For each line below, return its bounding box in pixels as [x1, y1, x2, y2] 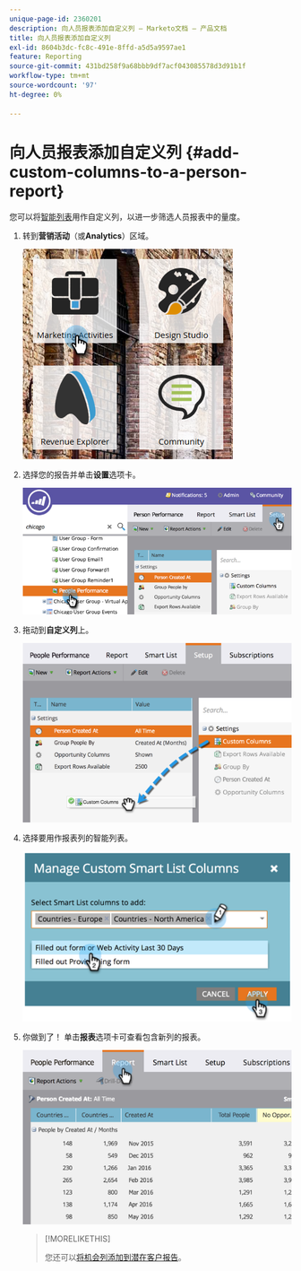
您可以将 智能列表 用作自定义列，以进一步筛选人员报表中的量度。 [9, 212, 245, 222]
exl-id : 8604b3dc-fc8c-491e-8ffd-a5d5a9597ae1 [9, 43, 186, 52]
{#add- [185, 142, 240, 162]
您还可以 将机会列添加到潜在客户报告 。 [44, 1251, 186, 1262]
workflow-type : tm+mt [9, 72, 90, 81]
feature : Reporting [9, 52, 82, 62]
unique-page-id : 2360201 [9, 14, 102, 23]
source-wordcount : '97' [9, 81, 99, 90]
